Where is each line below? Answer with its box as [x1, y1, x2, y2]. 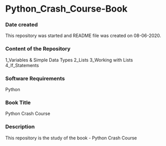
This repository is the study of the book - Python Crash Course [5, 135, 137, 141]
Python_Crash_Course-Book [5, 3, 128, 15]
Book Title [5, 99, 31, 106]
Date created [5, 21, 38, 28]
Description [5, 123, 35, 130]
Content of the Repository [5, 45, 71, 52]
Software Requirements [5, 75, 65, 82]
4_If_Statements [5, 62, 39, 68]
